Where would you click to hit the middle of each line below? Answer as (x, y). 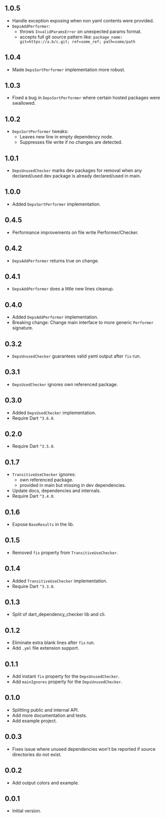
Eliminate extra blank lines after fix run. (53, 642)
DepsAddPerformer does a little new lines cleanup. (63, 289)
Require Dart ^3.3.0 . (33, 586)
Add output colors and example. (46, 782)
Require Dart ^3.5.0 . (33, 446)
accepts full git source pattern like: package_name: (71, 37)
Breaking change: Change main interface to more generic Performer (83, 323)
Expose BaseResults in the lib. (43, 524)
